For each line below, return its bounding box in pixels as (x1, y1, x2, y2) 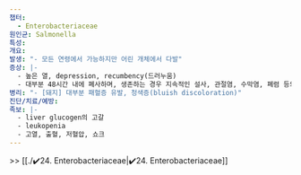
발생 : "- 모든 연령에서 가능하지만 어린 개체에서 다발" (9, 55, 183, 64)
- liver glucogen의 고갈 (17, 113, 105, 122)
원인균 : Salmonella (9, 30, 76, 39)
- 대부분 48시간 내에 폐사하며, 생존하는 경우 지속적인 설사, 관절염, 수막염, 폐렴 (17, 80, 280, 89)
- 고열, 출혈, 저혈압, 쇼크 (17, 130, 106, 139)
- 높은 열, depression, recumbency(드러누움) (17, 72, 177, 81)
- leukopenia (17, 122, 66, 131)
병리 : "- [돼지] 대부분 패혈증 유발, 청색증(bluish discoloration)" (9, 88, 242, 97)
